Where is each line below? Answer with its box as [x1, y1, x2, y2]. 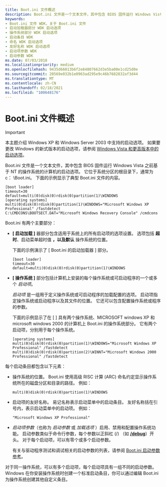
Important [5, 130, 25, 135]
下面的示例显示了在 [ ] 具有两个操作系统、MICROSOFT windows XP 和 [12, 314, 155, 320]
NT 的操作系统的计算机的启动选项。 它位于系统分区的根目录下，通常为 [10, 169, 154, 175]
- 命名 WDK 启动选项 [5, 40, 43, 44]
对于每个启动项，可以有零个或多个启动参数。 [22, 437, 114, 443]
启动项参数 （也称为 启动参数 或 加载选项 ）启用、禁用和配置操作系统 [12, 425, 152, 431]
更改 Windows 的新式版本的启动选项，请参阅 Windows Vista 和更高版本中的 [5, 146, 159, 152]
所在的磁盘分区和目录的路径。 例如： [16, 380, 92, 386]
